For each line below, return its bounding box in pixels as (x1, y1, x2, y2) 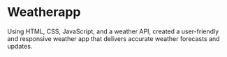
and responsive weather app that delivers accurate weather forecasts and (7, 34, 220, 42)
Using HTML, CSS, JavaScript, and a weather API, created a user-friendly (7, 27, 219, 35)
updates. (7, 42, 33, 50)
